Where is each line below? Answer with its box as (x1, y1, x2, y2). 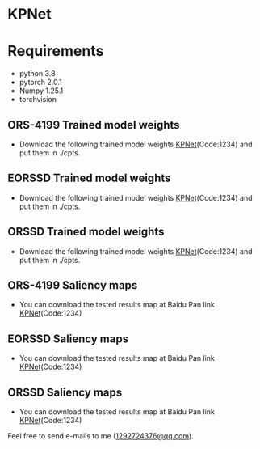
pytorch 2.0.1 (19, 78, 62, 87)
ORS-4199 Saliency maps (7, 278, 138, 292)
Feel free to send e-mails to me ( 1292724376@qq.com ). (7, 431, 195, 441)
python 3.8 (19, 69, 56, 78)
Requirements (7, 42, 104, 61)
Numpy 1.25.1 (19, 86, 64, 95)
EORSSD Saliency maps (7, 332, 129, 345)
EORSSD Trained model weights (7, 172, 171, 185)
